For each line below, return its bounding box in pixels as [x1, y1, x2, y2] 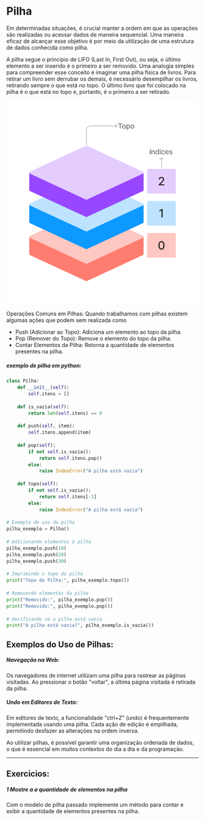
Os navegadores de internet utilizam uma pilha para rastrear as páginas [6, 672, 186, 679]
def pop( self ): [17, 442, 56, 448]
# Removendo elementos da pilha [6, 590, 88, 597]
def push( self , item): [17, 423, 75, 429]
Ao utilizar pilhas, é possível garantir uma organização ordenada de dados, [6, 739, 194, 746]
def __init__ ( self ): [17, 384, 70, 391]
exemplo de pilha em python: [6, 362, 82, 369]
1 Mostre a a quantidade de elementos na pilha [6, 786, 128, 793]
